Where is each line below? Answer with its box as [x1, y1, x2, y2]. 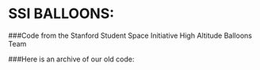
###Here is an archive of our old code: [8, 54, 135, 64]
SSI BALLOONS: [8, 5, 115, 23]
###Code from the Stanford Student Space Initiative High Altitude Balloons [8, 31, 252, 40]
